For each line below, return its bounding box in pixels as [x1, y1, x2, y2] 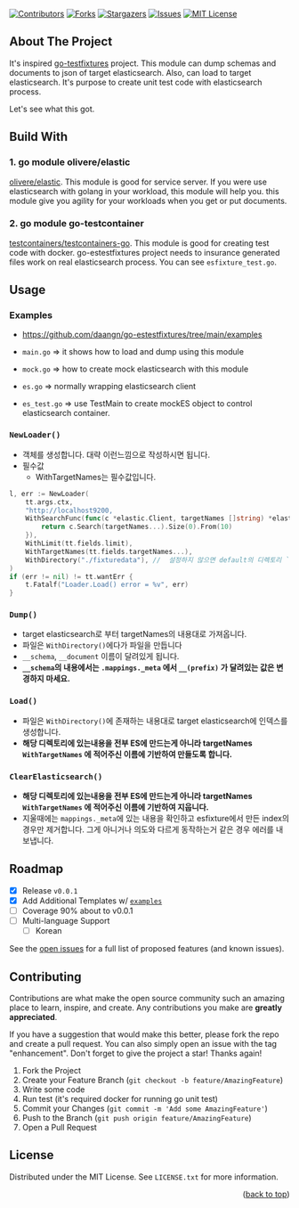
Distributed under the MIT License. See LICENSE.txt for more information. [9, 1171, 279, 1182]
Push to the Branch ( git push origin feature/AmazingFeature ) [21, 1112, 252, 1122]
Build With [9, 129, 69, 144]
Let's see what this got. [9, 103, 95, 114]
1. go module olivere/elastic [9, 156, 131, 168]
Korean [35, 926, 62, 936]
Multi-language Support [21, 916, 110, 926]
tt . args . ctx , [25, 497, 74, 507]
